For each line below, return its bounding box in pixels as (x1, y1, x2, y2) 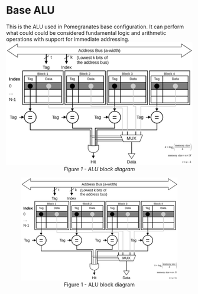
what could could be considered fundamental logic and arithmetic (6, 29, 167, 36)
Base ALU (6, 4, 55, 17)
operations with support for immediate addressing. (6, 35, 130, 43)
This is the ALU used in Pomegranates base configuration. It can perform (6, 23, 184, 30)
